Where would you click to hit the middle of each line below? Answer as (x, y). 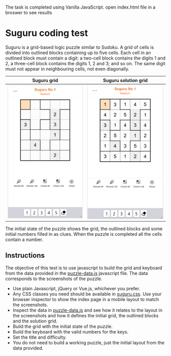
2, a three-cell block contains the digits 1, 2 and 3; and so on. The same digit (85, 64)
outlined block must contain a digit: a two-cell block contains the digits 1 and (85, 58)
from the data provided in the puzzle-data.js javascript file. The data (77, 273)
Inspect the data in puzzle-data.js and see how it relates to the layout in (88, 310)
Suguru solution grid (125, 80)
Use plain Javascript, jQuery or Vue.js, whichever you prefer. (76, 288)
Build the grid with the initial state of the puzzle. (63, 326)
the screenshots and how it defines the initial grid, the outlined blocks (85, 315)
